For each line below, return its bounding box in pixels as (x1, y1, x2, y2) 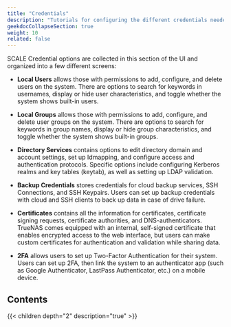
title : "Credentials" (7, 10, 69, 17)
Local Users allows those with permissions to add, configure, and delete (16, 75, 223, 83)
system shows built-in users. (16, 97, 99, 105)
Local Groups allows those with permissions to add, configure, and (16, 111, 208, 119)
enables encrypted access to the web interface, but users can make (16, 231, 210, 240)
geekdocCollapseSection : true (7, 23, 94, 30)
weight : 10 (7, 29, 38, 36)
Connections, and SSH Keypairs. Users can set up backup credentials (16, 189, 215, 197)
